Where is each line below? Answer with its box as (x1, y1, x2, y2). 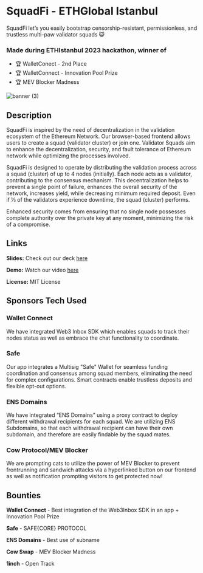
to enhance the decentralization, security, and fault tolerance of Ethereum (6, 146, 191, 153)
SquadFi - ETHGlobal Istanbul (6, 4, 158, 18)
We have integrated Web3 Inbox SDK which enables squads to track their (6, 328, 190, 335)
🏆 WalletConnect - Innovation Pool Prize (15, 69, 118, 77)
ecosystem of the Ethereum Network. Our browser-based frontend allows (6, 132, 191, 140)
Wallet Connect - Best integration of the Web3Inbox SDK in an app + (6, 506, 179, 514)
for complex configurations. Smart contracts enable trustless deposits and (6, 376, 193, 383)
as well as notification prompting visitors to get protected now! (6, 473, 163, 480)
